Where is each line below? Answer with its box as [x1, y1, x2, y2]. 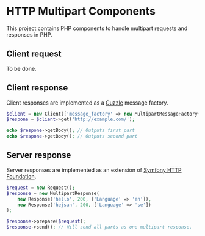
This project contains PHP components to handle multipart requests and [6, 24, 188, 32]
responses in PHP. [6, 31, 53, 38]
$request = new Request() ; [6, 185, 75, 191]
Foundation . [6, 172, 37, 180]
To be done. [6, 65, 37, 72]
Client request [6, 49, 62, 59]
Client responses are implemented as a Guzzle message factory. [6, 99, 169, 106]
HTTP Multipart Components [6, 4, 156, 18]
